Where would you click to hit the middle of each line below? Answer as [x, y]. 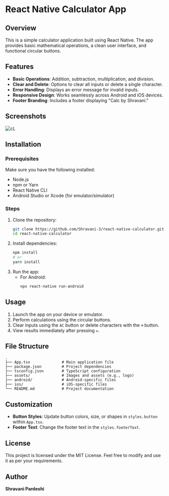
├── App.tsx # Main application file [60, 363]
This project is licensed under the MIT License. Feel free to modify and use [83, 456]
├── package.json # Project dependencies [59, 367]
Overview [21, 28]
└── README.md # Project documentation [60, 389]
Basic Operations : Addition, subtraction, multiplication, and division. [83, 79]
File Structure [27, 347]
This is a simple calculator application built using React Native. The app [79, 40]
